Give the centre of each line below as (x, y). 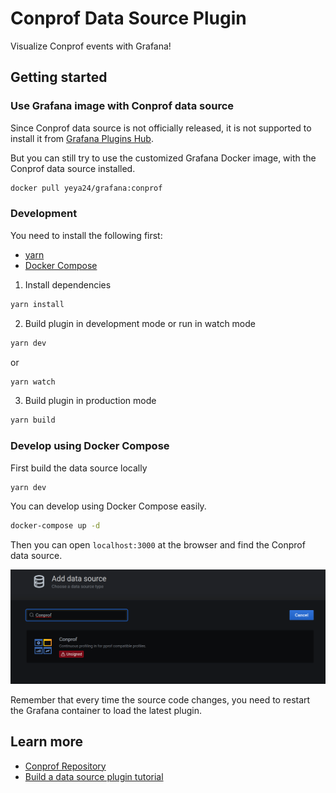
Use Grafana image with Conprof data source (122, 106)
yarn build (33, 420)
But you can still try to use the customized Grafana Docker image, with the (163, 158)
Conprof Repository (65, 766)
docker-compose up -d (55, 526)
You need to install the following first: (86, 235)
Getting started (59, 77)
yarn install (37, 304)
